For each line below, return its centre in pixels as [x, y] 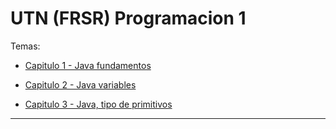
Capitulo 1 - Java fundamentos [88, 65]
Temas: [25, 46]
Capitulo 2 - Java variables [80, 84]
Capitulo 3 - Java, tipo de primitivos [98, 104]
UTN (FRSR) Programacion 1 [128, 18]
